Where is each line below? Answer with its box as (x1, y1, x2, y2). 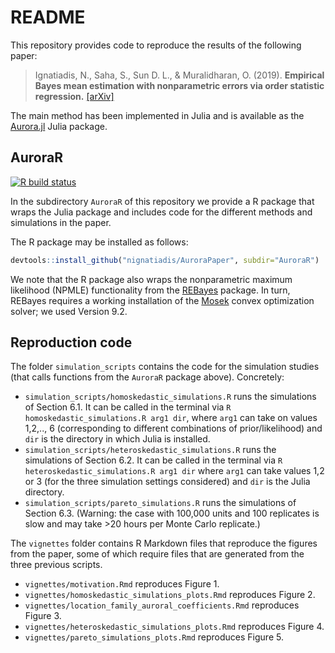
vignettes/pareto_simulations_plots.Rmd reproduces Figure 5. (24, 631, 284, 643)
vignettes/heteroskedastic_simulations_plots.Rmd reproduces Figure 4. (24, 621, 325, 633)
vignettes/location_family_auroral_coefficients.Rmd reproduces (24, 599, 300, 611)
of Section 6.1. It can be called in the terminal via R (24, 401, 232, 413)
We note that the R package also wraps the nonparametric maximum (10, 273, 293, 285)
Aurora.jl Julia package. (10, 120, 108, 132)
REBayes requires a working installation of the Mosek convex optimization (10, 294, 315, 306)
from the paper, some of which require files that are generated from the (10, 548, 305, 560)
